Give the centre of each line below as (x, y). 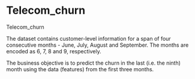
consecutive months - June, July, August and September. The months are (97, 45)
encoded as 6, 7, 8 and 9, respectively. (54, 51)
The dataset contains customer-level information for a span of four (88, 38)
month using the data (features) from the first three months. (80, 69)
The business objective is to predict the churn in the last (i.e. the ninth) (94, 63)
